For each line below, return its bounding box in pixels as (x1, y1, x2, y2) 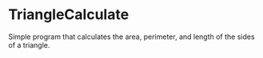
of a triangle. (8, 40, 50, 49)
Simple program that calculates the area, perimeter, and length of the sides (8, 32, 255, 41)
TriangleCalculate (8, 6, 130, 24)
